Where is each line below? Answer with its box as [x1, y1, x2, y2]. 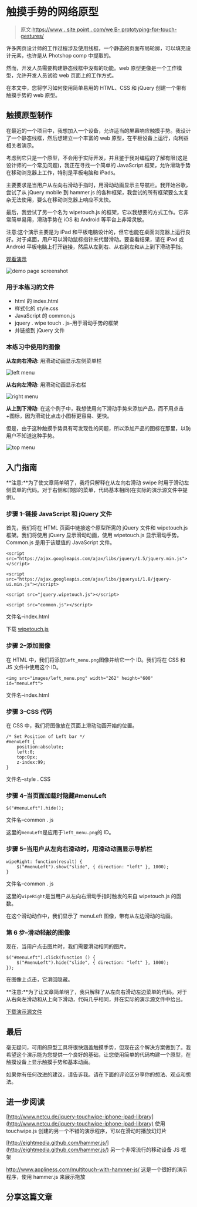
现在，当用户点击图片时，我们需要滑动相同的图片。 [6, 943, 130, 950]
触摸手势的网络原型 [6, 5, 99, 19]
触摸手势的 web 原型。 [6, 92, 60, 99]
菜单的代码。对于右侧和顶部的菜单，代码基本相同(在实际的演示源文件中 [11, 487, 183, 494]
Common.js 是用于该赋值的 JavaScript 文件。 [6, 539, 116, 546]
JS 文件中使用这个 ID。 [6, 663, 62, 670]
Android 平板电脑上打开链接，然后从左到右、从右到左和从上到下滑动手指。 [6, 243, 186, 250]
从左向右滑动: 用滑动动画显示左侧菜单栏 [6, 358, 102, 365]
